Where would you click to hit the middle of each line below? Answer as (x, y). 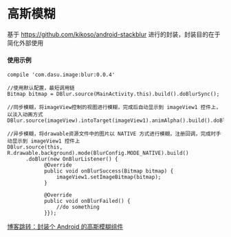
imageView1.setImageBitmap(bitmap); (109, 177)
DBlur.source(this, (35, 147)
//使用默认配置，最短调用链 (41, 88)
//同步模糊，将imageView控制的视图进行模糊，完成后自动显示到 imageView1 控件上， (114, 108)
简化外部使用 (25, 42)
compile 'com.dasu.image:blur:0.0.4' (61, 75)
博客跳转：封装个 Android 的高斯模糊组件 (65, 227)
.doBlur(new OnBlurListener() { (71, 159)
